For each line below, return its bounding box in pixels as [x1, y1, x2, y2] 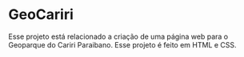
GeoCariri [8, 6, 74, 24]
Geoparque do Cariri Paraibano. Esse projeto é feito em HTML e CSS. [8, 40, 238, 49]
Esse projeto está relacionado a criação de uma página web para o [8, 32, 229, 41]
